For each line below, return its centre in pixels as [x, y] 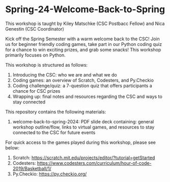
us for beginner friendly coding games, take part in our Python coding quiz [83, 44]
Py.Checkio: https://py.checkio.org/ [50, 174]
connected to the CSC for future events [54, 132]
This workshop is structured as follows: [47, 65]
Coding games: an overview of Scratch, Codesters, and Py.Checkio [83, 80]
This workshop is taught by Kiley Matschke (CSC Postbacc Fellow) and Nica [85, 23]
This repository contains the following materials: [56, 112]
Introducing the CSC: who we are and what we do [65, 74]
